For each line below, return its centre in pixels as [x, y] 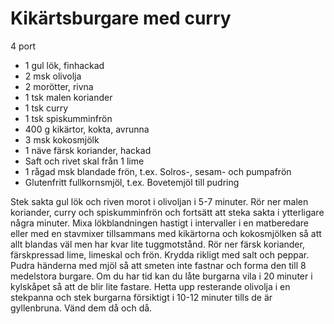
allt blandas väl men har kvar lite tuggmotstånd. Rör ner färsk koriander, [157, 244]
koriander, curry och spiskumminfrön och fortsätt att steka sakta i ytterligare [167, 212]
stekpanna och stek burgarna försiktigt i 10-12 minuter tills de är [141, 297]
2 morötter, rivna [59, 86]
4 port [23, 46]
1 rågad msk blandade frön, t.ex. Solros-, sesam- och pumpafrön [158, 171]
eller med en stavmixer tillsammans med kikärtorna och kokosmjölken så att [166, 233]
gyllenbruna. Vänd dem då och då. [81, 308]
